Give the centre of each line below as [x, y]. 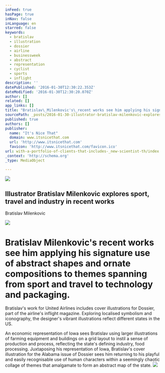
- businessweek [25, 55]
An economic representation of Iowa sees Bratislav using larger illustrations [82, 333]
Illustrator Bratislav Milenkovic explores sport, [77, 194]
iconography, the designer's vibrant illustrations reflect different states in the [83, 319]
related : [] [17, 101]
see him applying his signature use [78, 253]
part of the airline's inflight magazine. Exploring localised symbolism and [79, 314]
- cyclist [19, 69]
